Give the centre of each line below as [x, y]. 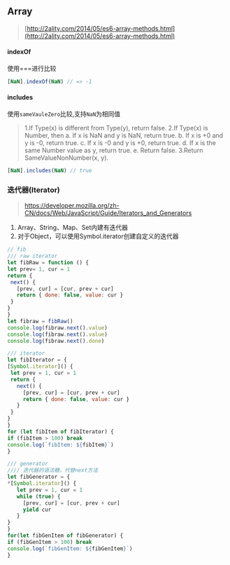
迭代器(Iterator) [34, 190]
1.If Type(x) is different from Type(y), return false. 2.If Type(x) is [116, 128]
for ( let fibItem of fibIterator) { [60, 431]
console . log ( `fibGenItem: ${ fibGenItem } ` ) [70, 549]
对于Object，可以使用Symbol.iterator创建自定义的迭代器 [98, 236]
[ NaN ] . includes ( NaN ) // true [50, 171]
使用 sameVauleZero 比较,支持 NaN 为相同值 [64, 114]
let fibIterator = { [37, 360]
